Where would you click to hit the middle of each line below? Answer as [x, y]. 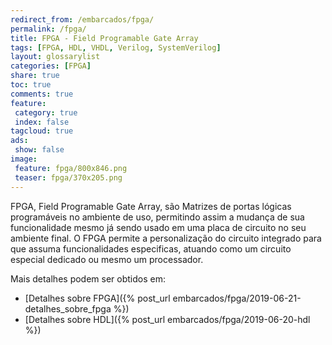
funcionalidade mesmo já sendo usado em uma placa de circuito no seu [158, 227]
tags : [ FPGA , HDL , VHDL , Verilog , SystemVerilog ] [116, 47]
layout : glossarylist [55, 57]
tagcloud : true [42, 131]
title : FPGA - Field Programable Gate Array [104, 38]
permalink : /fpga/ [48, 29]
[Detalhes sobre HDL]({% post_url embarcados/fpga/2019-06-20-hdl [167, 319]
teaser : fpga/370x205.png [68, 177]
